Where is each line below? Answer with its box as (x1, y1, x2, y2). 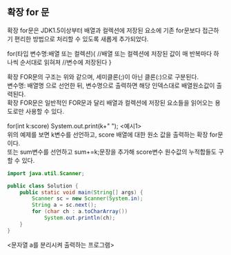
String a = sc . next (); (32, 202, 97, 209)
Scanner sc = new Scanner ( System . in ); (32, 195, 143, 202)
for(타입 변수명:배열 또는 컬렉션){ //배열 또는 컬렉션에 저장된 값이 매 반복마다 (7, 49, 212, 57)
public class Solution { (7, 182, 79, 190)
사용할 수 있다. (25, 107, 64, 115)
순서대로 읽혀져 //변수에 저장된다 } (19, 58, 112, 66)
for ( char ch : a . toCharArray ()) (32, 208, 128, 215)
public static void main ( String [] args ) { (19, 189, 143, 196)
